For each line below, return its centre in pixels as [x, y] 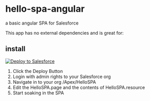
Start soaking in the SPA [38, 93]
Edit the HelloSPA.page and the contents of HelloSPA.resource [79, 87]
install [15, 49]
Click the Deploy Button [38, 71]
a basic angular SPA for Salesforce [42, 23]
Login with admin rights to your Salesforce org [62, 77]
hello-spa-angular [45, 9]
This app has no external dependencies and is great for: [65, 33]
